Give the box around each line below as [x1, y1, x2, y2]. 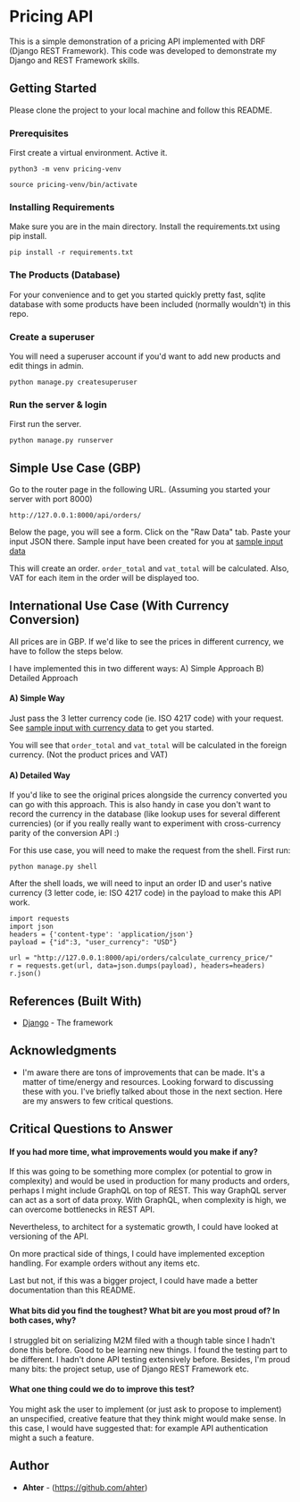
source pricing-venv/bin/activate [9, 181, 138, 190]
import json [9, 922, 54, 932]
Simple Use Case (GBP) [9, 460, 141, 475]
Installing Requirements [9, 201, 115, 213]
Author [9, 1458, 49, 1473]
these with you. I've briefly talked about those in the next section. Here [21, 1086, 283, 1097]
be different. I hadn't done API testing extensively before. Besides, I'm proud [9, 1353, 290, 1364]
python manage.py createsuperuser [9, 378, 138, 387]
